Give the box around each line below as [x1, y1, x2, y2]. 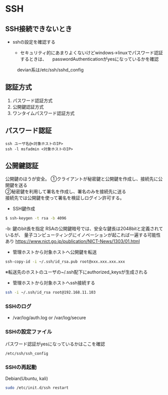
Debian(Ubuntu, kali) [5, 375, 48, 381]
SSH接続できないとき [5, 24, 72, 33]
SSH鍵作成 [12, 206, 35, 212]
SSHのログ [5, 303, 32, 310]
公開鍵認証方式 [12, 103, 44, 110]
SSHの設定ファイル [5, 328, 52, 335]
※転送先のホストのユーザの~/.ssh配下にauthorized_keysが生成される [5, 269, 148, 275]
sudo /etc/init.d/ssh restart [5, 385, 69, 390]
